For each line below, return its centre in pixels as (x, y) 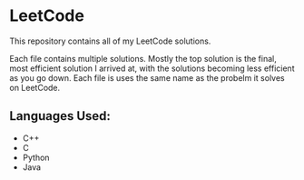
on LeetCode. (35, 87)
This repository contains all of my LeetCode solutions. (110, 41)
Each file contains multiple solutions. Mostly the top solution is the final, (143, 58)
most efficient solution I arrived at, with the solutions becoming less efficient (152, 68)
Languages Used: (60, 116)
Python (36, 157)
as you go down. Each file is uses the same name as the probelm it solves (147, 77)
